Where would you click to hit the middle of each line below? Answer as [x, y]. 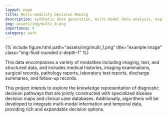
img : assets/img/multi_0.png [35, 24]
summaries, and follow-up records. [41, 78]
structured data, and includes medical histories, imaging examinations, [78, 67]
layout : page [19, 10]
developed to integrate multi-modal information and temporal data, [74, 104]
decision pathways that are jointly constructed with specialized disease [79, 93]
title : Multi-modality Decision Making [47, 14]
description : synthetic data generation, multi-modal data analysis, [79, 19]
